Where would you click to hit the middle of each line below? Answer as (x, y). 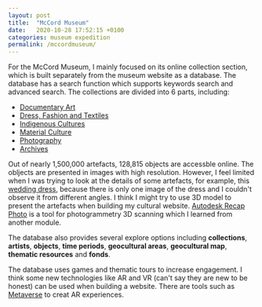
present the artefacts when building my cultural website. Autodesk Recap (127, 206)
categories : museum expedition (59, 37)
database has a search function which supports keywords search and (121, 84)
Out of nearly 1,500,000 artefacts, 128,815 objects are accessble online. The (131, 164)
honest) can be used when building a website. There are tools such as (122, 287)
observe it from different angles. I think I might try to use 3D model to (120, 198)
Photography (40, 141)
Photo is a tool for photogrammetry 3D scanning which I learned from (120, 214)
